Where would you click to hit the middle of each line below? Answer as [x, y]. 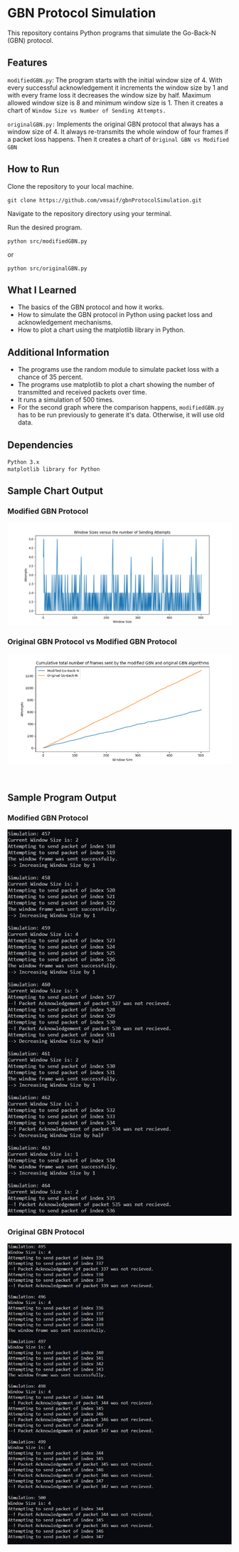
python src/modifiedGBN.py [47, 241]
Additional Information [58, 352]
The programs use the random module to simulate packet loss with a [118, 370]
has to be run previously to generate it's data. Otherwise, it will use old [121, 415]
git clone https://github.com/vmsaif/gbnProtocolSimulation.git [105, 200]
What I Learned [42, 290]
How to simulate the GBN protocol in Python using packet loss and [115, 315]
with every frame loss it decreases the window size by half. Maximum [109, 95]
